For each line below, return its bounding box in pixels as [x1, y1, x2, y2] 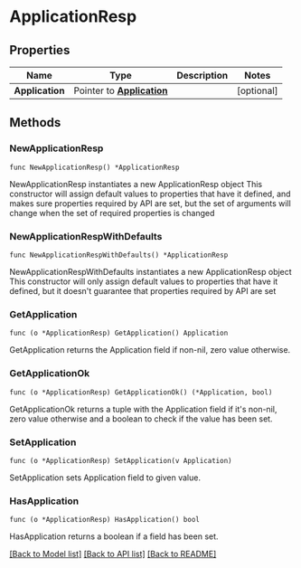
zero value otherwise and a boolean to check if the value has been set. [9, 413, 273, 424]
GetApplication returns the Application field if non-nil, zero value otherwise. [9, 345, 291, 355]
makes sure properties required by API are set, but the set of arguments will [9, 197, 291, 209]
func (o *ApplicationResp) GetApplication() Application [9, 328, 229, 338]
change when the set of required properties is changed [9, 207, 215, 218]
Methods [9, 115, 61, 130]
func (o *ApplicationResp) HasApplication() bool [9, 516, 201, 525]
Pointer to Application [73, 84, 168, 97]
